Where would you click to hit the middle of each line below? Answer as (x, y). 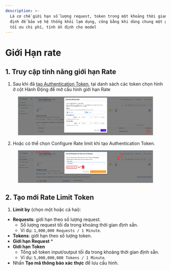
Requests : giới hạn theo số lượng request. (56, 219)
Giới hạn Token (29, 247)
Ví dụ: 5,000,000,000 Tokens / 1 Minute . (63, 258)
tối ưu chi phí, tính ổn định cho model (53, 27)
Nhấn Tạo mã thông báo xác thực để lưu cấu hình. (66, 263)
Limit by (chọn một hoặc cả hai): (47, 210)
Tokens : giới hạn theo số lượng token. (52, 236)
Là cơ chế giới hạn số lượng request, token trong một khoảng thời (83, 16)
